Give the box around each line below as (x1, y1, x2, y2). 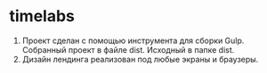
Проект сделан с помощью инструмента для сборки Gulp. (21, 35, 245, 46)
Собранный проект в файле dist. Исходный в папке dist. (21, 44, 235, 55)
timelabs (9, 6, 76, 26)
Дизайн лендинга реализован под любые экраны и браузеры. (21, 54, 259, 64)
